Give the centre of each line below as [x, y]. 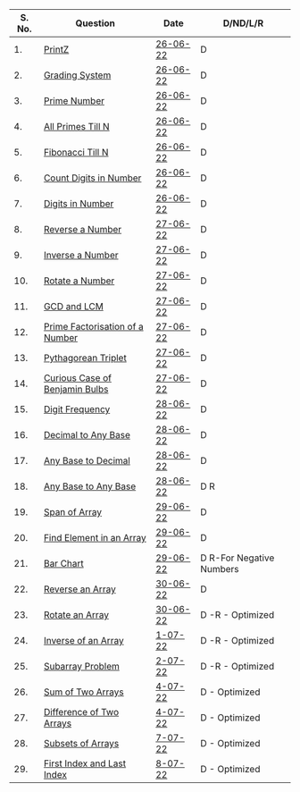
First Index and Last [85, 763]
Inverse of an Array [83, 640]
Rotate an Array [76, 615]
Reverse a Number [83, 229]
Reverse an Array [79, 589]
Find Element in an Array [95, 538]
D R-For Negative [237, 558]
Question [96, 23]
